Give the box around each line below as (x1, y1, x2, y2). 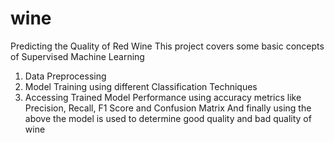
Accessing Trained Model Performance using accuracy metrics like (24, 91, 302, 103)
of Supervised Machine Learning (10, 50, 145, 62)
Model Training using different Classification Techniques (24, 80, 258, 92)
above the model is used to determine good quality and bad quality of (24, 112, 312, 124)
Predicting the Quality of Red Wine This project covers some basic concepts (10, 40, 325, 52)
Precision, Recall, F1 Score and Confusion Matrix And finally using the (24, 102, 312, 114)
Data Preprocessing (24, 70, 107, 82)
